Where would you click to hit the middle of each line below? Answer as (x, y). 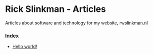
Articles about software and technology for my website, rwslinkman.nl (76, 23)
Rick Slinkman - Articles (56, 9)
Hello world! (25, 47)
